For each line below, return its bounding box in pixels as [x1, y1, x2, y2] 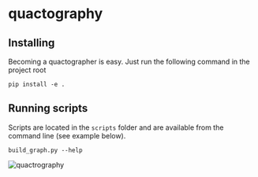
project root [8, 65, 47, 75]
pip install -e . [8, 80, 65, 88]
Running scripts [8, 101, 88, 115]
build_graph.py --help [8, 146, 83, 154]
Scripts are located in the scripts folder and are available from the [8, 123, 224, 132]
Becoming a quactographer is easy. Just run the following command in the [8, 57, 250, 66]
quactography [8, 5, 103, 23]
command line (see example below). [8, 131, 126, 140]
